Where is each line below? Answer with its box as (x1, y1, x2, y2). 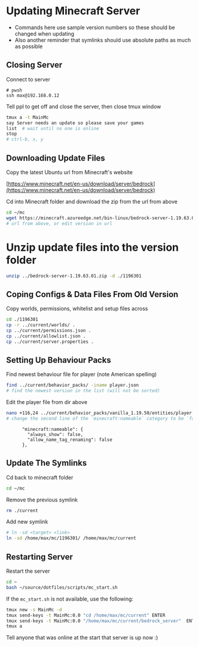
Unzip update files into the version (6, 241, 179, 254)
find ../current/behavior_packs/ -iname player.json (6, 382, 139, 389)
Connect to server (6, 75, 50, 83)
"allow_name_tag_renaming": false (27, 437, 113, 443)
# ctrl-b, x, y (6, 137, 44, 143)
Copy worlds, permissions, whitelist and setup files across (6, 305, 148, 313)
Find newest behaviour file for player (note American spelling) (6, 371, 157, 378)
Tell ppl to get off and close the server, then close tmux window (6, 103, 162, 110)
